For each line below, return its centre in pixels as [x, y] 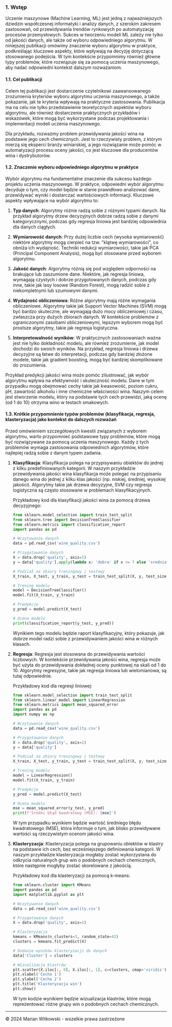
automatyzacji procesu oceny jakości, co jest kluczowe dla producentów [82, 150]
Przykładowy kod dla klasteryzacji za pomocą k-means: [71, 876]
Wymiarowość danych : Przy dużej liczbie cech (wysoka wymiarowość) [88, 237]
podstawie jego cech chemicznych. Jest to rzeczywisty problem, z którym [84, 139]
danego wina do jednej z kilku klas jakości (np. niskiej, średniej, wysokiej [89, 479]
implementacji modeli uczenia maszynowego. [53, 123]
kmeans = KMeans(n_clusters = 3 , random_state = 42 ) [66, 937]
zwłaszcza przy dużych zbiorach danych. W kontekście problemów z [85, 317]
